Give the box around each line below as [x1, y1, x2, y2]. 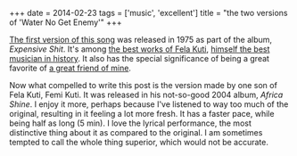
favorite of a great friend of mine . [9, 62, 132, 73]
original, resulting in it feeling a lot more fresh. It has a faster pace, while [9, 109, 275, 119]
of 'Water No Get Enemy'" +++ [9, 17, 122, 28]
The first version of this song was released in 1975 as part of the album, [9, 35, 273, 45]
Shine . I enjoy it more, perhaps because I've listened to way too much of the [9, 99, 289, 110]
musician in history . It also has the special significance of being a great [9, 53, 270, 63]
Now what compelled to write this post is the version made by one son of [9, 80, 278, 90]
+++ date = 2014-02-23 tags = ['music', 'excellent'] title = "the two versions [9, 8, 288, 18]
